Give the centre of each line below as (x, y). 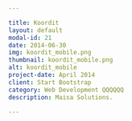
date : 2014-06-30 (37, 45)
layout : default (35, 30)
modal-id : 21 (30, 38)
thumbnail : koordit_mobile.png (61, 60)
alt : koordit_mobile (43, 68)
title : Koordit (34, 22)
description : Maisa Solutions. (61, 97)
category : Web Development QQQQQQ (66, 90)
